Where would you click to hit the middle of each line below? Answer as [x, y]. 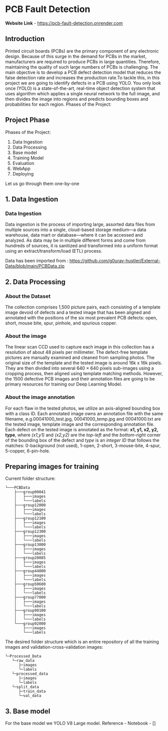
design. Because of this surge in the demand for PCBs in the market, [76, 56]
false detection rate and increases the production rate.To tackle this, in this [82, 77]
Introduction [25, 39]
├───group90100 [30, 611]
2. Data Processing [35, 282]
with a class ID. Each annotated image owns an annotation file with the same [84, 413]
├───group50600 [30, 584]
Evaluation [23, 163]
